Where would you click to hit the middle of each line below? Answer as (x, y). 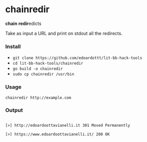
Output (14, 110)
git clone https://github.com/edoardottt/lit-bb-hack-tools (77, 58)
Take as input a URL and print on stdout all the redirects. (64, 33)
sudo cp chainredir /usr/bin (43, 74)
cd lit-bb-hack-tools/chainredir (48, 64)
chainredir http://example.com (38, 98)
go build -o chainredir (38, 69)
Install (13, 46)
